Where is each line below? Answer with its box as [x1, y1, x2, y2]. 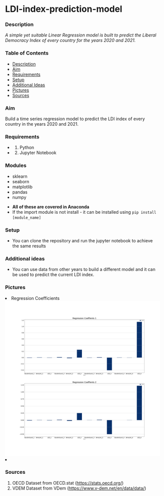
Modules [5, 162, 27, 169]
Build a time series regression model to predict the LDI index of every [5, 116, 145, 122]
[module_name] [12, 215, 41, 220]
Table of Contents [5, 50, 49, 57]
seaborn [12, 178, 29, 184]
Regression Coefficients [11, 295, 60, 301]
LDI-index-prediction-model [5, 3, 123, 15]
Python [19, 144, 34, 151]
